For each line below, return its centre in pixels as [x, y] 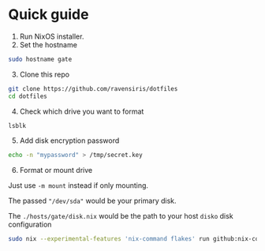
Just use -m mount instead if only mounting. [78, 185]
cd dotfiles [28, 96]
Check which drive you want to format [82, 111]
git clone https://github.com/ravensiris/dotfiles [93, 88]
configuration [30, 225]
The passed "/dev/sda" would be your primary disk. [92, 201]
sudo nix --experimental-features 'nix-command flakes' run [109, 239]
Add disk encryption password [69, 140]
